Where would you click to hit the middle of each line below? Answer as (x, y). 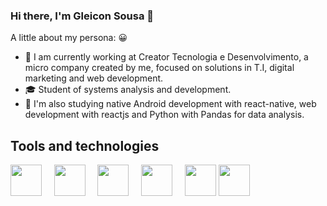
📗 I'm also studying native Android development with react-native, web (170, 104)
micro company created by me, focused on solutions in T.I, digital (159, 68)
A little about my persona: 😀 (69, 38)
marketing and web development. (94, 78)
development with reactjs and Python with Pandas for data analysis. (164, 115)
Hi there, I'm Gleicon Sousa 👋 (82, 16)
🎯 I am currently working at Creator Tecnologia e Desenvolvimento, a (166, 57)
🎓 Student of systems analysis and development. (128, 90)
